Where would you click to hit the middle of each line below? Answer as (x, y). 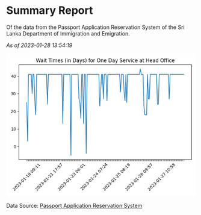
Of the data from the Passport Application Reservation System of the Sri (95, 27)
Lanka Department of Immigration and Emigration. (68, 33)
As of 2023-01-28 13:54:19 (39, 45)
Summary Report (50, 11)
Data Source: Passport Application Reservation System (74, 205)
